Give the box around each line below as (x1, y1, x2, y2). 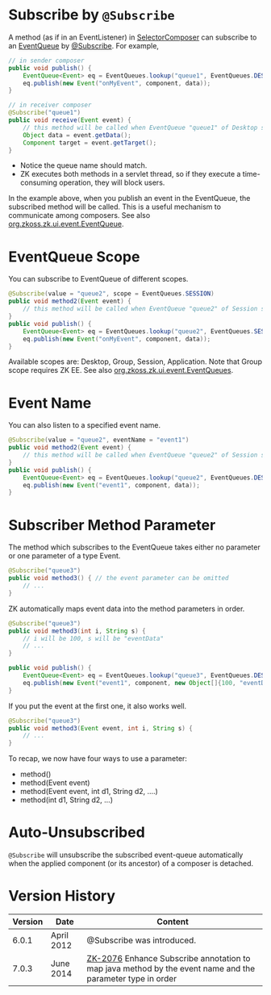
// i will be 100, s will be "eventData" (23, 634, 164, 642)
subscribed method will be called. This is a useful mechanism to (8, 202, 222, 211)
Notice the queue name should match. (19, 161, 148, 170)
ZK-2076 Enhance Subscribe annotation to (86, 953, 251, 964)
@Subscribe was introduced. (86, 934, 196, 946)
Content (156, 916, 190, 927)
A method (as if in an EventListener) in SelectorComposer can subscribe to (8, 32, 257, 42)
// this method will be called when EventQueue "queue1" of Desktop (23, 123, 258, 132)
